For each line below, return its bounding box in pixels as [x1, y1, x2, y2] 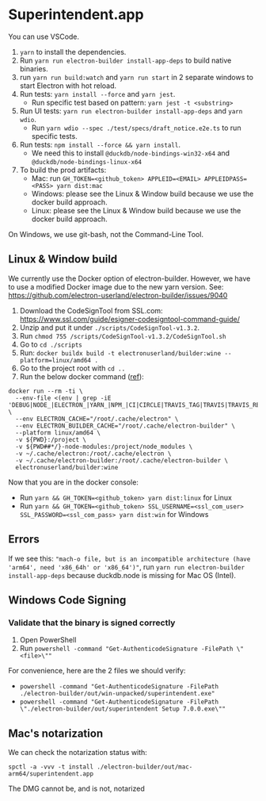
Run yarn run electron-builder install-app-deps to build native [19, 56, 232, 65]
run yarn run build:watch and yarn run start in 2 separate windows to [19, 72, 253, 82]
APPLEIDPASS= [204, 174, 248, 183]
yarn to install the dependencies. [19, 47, 127, 56]
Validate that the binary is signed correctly [8, 617, 176, 628]
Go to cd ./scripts [19, 339, 83, 349]
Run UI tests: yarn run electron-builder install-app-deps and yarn [19, 105, 243, 116]
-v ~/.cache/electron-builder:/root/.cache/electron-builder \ [15, 456, 228, 465]
